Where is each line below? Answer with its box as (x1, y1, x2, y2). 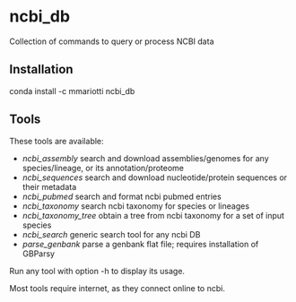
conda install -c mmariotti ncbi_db (9, 85, 135, 96)
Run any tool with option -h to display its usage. (9, 265, 186, 276)
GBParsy (22, 248, 56, 259)
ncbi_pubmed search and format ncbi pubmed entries (22, 191, 222, 202)
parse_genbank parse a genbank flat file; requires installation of (22, 238, 259, 249)
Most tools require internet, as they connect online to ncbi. (9, 282, 226, 293)
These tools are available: (9, 135, 105, 146)
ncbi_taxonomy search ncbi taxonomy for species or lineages (22, 200, 249, 211)
